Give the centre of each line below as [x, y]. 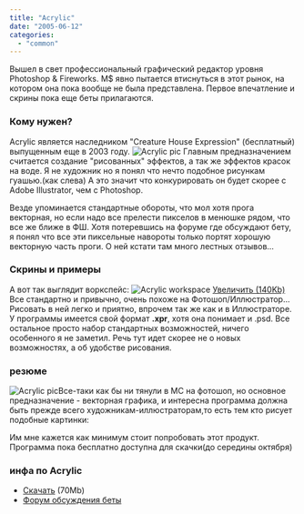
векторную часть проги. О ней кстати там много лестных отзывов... [142, 246]
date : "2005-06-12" [46, 26]
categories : [32, 35]
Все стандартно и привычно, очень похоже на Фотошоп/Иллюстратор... [150, 299]
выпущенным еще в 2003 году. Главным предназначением [150, 151]
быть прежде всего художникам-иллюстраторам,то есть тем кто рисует [151, 410]
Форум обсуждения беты [72, 500]
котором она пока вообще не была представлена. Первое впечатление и [152, 88]
